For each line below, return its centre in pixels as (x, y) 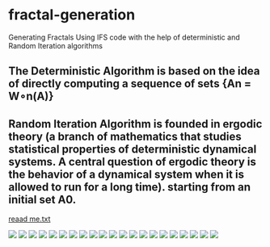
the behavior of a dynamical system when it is (127, 174)
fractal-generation (72, 15)
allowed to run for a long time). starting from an (129, 187)
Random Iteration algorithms (56, 45)
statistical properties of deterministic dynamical (133, 149)
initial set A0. (42, 199)
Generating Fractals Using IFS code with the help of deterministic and (124, 37)
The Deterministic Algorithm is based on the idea (134, 71)
